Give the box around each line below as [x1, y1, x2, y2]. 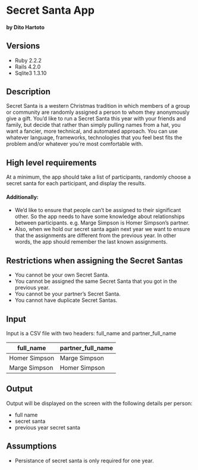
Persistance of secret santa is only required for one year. [14, 457, 155, 464]
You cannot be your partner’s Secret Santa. [14, 290, 121, 298]
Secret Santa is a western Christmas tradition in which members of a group [6, 102, 190, 110]
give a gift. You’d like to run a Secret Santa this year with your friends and [6, 115, 186, 122]
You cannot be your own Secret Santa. [14, 272, 109, 279]
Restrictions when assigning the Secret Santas [6, 256, 183, 266]
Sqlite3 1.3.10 [14, 69, 47, 76]
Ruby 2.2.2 [14, 57, 42, 64]
